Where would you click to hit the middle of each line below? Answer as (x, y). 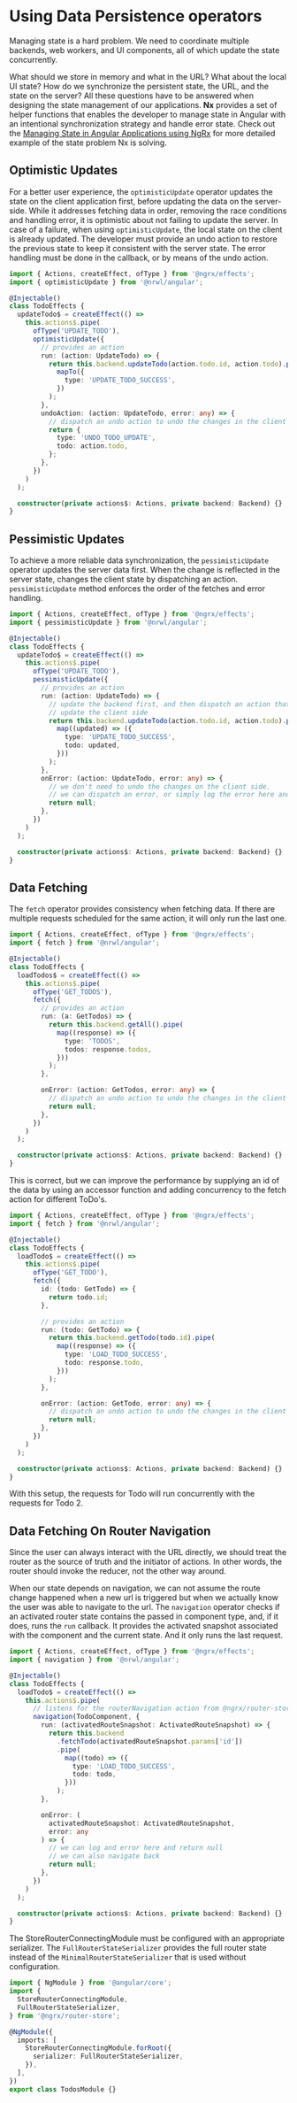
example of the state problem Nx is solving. (88, 143)
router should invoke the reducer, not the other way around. (118, 1571)
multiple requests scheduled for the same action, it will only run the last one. (148, 919)
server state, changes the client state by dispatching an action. (124, 579)
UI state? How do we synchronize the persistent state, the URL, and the (139, 86)
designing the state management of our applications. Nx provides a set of (143, 104)
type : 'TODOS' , (93, 1041)
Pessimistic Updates (67, 539)
